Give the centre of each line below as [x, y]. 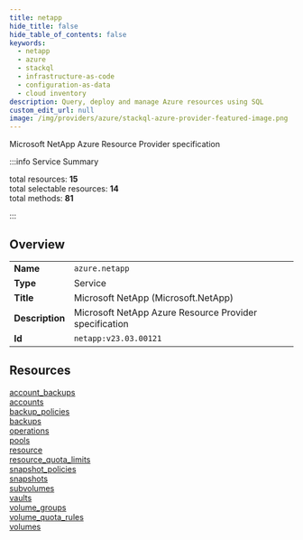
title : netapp [36, 18]
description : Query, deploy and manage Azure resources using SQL [137, 102]
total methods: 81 [41, 199]
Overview [37, 244]
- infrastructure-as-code [66, 77]
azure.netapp [101, 268]
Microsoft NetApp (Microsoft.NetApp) [154, 297]
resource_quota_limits [50, 459]
